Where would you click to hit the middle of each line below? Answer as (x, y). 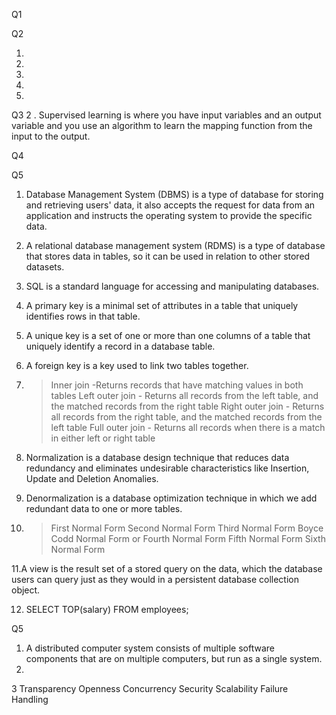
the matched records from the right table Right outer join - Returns (187, 406)
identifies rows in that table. (83, 316)
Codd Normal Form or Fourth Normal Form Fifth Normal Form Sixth (188, 538)
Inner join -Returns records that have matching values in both (177, 385)
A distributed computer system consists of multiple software (150, 648)
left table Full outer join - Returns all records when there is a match (188, 427)
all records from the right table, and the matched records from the (186, 417)
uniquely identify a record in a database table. (120, 346)
